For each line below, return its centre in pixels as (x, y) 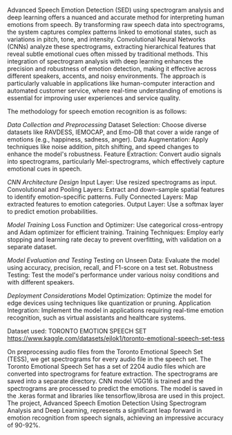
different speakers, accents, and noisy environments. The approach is (107, 76)
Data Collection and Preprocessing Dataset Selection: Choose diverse (107, 125)
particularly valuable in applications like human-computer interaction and (111, 83)
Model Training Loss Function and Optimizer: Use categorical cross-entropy (115, 225)
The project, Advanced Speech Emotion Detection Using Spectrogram (107, 403)
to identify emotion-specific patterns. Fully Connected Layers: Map (103, 197)
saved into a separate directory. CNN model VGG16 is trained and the (105, 381)
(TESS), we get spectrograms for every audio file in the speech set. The (109, 359)
